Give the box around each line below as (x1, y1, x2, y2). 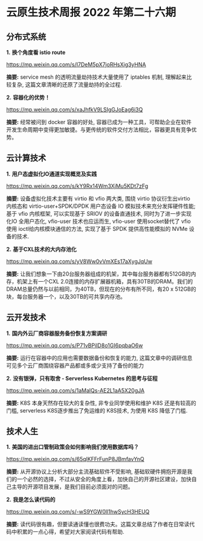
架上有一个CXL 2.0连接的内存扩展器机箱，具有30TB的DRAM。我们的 (22, 277, 193, 285)
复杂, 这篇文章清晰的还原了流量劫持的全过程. (11, 81, 123, 88)
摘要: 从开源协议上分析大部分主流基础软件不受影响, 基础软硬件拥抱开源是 (6, 468, 187, 476)
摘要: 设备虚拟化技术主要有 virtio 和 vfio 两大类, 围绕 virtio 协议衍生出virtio (6, 194, 190, 202)
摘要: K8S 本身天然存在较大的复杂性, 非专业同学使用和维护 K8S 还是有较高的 (6, 399, 196, 407)
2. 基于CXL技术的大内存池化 (6, 245, 77, 253)
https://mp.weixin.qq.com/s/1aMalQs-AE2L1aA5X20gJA (6, 387, 145, 394)
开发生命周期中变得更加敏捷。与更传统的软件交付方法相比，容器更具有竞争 (6, 126, 192, 133)
